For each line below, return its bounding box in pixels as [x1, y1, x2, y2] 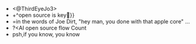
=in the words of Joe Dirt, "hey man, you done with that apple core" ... [12, 18, 190, 25]
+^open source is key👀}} [12, 11, 75, 19]
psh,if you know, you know [12, 31, 80, 38]
